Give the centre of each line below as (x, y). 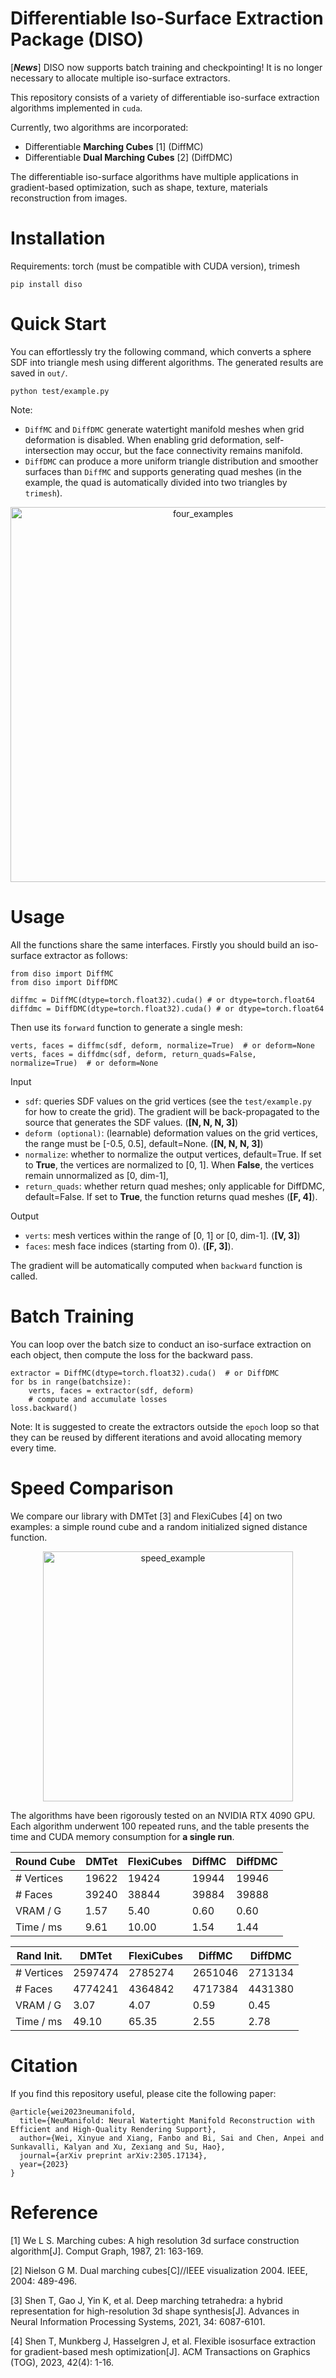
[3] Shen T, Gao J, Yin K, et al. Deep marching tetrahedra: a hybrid (146, 2300)
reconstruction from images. (69, 198)
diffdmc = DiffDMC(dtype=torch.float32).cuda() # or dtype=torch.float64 (167, 1008)
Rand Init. (39, 1955)
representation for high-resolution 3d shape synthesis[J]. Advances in (155, 2311)
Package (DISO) (77, 39)
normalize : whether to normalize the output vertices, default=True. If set (173, 1154)
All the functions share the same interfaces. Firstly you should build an (155, 944)
